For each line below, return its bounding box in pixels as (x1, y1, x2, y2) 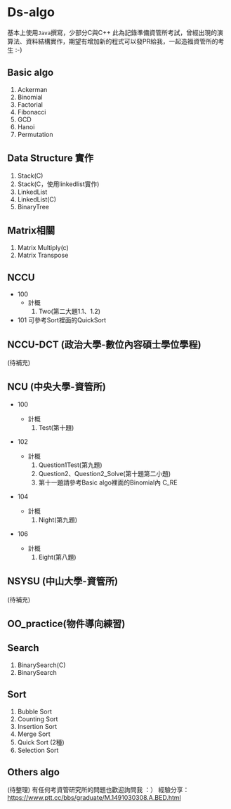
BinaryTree (17, 202, 49, 211)
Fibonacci (17, 107, 46, 116)
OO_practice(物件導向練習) (7, 618, 126, 630)
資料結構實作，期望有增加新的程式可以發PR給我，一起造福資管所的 (25, 37, 218, 46)
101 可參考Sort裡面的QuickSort (17, 316, 107, 324)
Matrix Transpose (17, 251, 69, 260)
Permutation (17, 130, 54, 138)
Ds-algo (7, 4, 55, 20)
